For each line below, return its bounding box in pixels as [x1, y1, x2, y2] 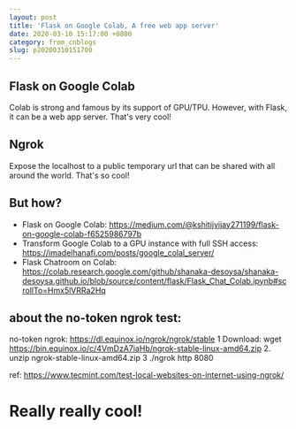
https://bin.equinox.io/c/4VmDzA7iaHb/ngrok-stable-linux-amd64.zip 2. [9, 343, 271, 354]
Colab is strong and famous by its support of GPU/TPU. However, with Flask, [9, 102, 288, 112]
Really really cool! [9, 401, 143, 421]
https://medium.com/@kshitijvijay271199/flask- [109, 218, 280, 230]
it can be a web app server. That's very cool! [9, 111, 172, 122]
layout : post [9, 12, 57, 22]
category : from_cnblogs [9, 37, 97, 47]
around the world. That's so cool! [9, 170, 130, 180]
